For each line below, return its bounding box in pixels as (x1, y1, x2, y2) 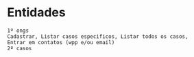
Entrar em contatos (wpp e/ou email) (7, 39, 115, 45)
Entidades (7, 5, 66, 20)
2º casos (7, 45, 32, 52)
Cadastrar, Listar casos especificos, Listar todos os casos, (7, 33, 189, 40)
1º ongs (7, 27, 29, 34)
